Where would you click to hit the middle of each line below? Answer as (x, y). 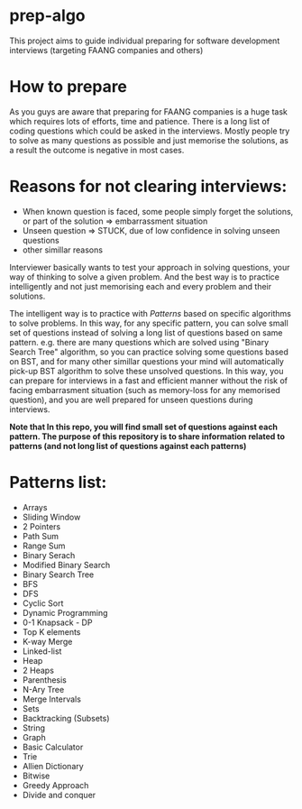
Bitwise (36, 776)
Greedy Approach (55, 785)
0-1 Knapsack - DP (57, 622)
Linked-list (42, 651)
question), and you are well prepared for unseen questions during (131, 400)
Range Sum (44, 546)
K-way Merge (47, 641)
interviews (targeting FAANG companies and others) (106, 50)
